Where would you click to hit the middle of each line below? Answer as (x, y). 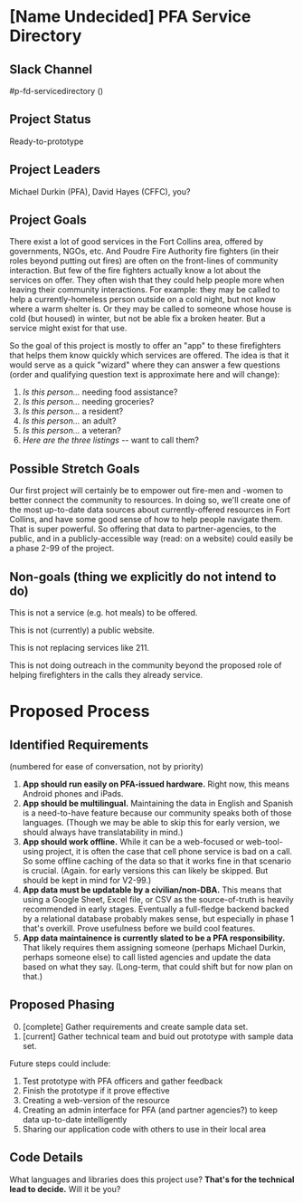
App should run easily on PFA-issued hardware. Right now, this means (156, 784)
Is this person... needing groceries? (88, 402)
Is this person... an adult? (69, 421)
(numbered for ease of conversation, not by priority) (106, 767)
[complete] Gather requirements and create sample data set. (135, 1026)
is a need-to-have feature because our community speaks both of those (157, 813)
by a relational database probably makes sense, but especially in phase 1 (158, 919)
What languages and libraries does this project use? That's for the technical (152, 1179)
